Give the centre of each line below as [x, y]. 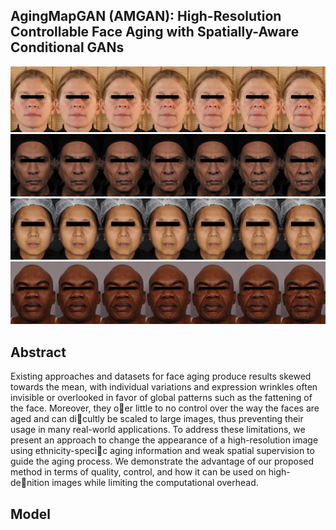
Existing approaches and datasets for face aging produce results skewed [161, 376]
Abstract [38, 352]
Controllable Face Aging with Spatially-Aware [155, 32]
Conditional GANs [67, 47]
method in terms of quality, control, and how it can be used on [138, 472]
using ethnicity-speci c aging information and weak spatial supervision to [162, 451]
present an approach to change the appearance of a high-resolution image [164, 440]
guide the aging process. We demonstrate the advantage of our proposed [162, 461]
